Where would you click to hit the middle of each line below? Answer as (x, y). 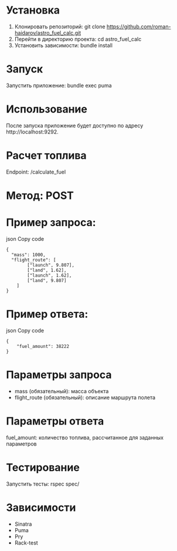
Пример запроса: (51, 223)
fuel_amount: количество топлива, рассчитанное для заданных (85, 437)
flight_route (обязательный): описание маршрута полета (85, 397)
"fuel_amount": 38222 (43, 346)
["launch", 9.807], (51, 265)
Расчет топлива (46, 155)
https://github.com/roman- (139, 26)
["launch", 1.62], (50, 275)
